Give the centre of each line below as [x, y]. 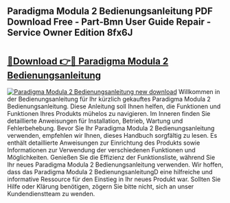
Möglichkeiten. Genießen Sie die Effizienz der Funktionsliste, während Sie [111, 157]
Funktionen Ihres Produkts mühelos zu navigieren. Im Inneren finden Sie [109, 114]
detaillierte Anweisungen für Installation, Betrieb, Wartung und [95, 121]
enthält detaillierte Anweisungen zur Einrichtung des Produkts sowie [104, 143]
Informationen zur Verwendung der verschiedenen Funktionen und [101, 150]
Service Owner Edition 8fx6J [70, 33]
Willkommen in [199, 92]
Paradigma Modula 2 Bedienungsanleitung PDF [110, 11]
